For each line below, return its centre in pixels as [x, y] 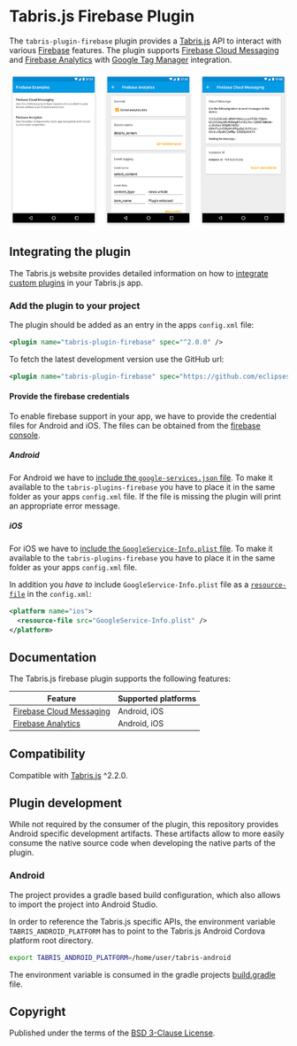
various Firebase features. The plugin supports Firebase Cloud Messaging [145, 50]
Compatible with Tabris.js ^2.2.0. [69, 775]
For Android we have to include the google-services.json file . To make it [141, 477]
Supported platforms [157, 698]
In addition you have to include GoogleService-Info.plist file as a [129, 584]
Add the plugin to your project [75, 306]
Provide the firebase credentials [69, 397]
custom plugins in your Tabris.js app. [76, 283]
